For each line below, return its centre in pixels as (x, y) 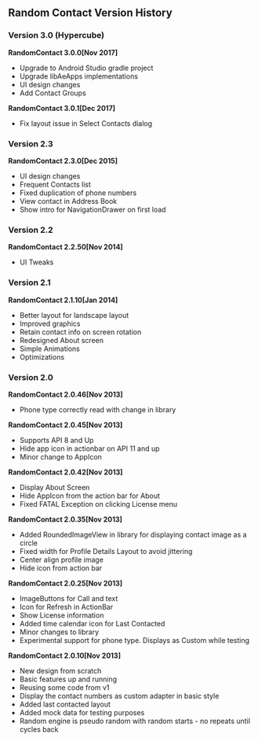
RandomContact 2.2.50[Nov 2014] (65, 247)
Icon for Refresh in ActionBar (66, 607)
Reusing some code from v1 (64, 687)
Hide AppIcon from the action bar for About (90, 496)
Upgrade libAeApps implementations (79, 76)
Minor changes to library (59, 632)
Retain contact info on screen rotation (80, 332)
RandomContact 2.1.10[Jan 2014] (63, 300)
